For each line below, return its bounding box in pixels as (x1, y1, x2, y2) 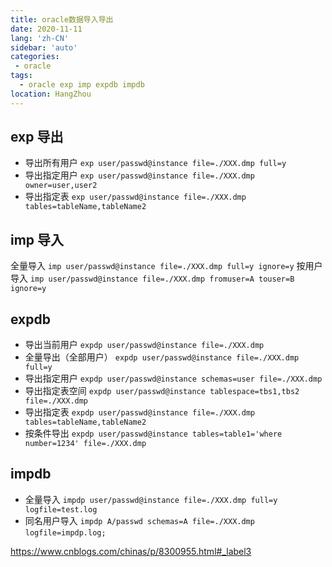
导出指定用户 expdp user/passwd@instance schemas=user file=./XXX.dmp (24, 372, 323, 385)
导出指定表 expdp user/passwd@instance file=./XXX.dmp (24, 406, 256, 418)
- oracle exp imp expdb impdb (19, 80, 145, 90)
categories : (10, 52, 60, 62)
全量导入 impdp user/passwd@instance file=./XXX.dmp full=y (24, 493, 278, 505)
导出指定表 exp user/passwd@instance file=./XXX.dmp (24, 191, 247, 203)
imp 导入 (10, 231, 65, 248)
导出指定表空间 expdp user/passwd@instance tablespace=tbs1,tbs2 (24, 385, 300, 397)
